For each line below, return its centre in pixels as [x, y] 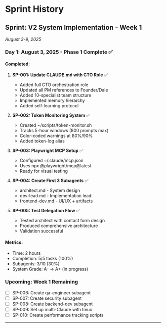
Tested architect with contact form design [62, 221]
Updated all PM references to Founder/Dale [64, 90]
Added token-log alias [42, 141]
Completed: [18, 64]
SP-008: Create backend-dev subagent [52, 304]
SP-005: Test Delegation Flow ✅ [46, 211]
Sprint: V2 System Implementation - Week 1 [74, 27]
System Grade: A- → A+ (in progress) [50, 269]
